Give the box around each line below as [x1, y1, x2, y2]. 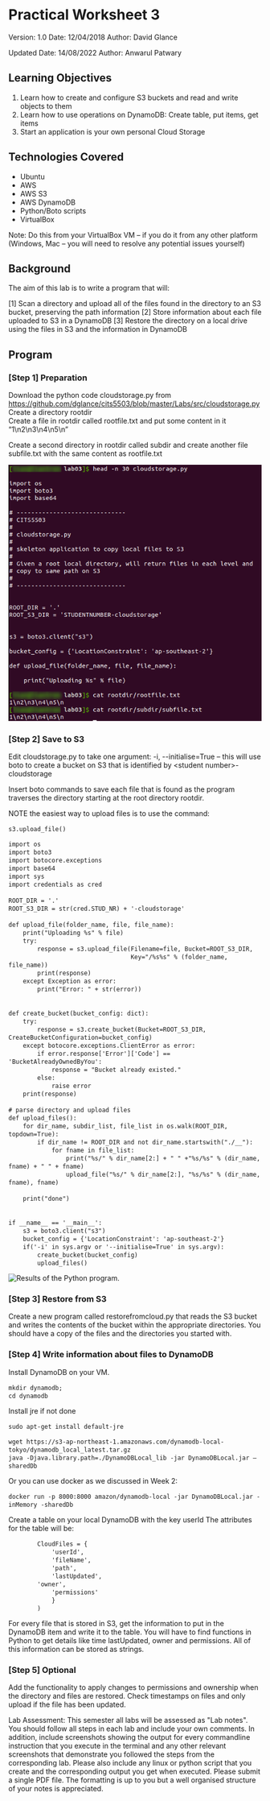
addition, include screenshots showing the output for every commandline [8, 1733, 251, 1742]
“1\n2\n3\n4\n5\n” [8, 424, 68, 434]
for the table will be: [8, 1523, 75, 1533]
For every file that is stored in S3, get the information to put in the [8, 1618, 225, 1628]
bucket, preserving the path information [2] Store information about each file [8, 308, 262, 317]
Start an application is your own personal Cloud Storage [19, 126, 206, 136]
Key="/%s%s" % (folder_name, [130, 953, 228, 962]
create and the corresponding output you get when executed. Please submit [8, 1766, 261, 1777]
